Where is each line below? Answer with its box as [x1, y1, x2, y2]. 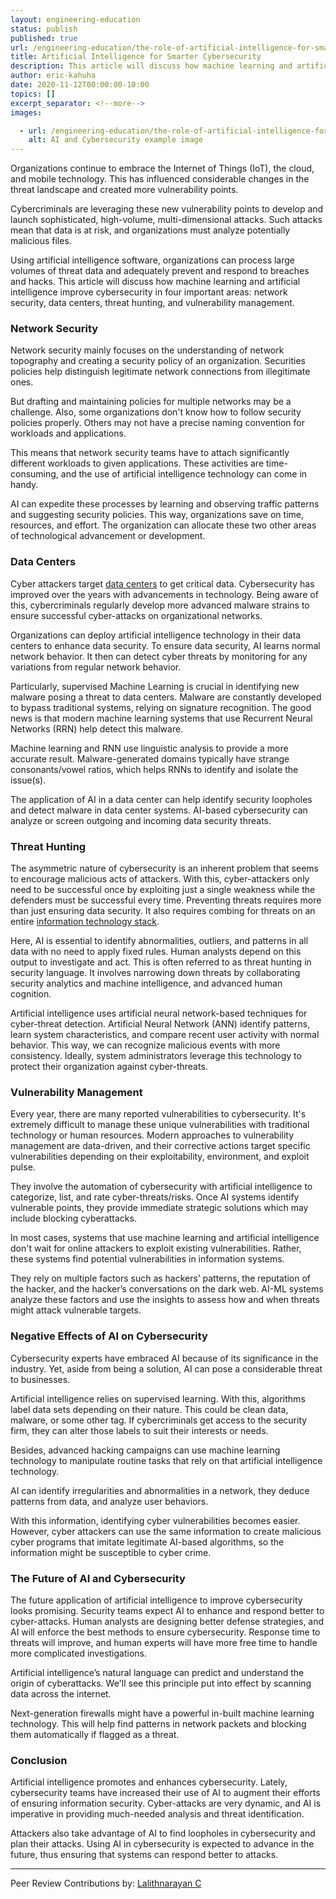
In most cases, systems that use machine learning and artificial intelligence [10, 1232, 320, 1244]
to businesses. [10, 1373, 71, 1385]
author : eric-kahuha [10, 71, 97, 81]
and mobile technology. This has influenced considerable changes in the [10, 173, 310, 185]
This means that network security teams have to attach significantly [10, 447, 290, 459]
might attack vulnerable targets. [10, 1304, 142, 1316]
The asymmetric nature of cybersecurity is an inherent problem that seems [10, 862, 319, 875]
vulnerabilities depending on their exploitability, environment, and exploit [10, 1151, 310, 1163]
